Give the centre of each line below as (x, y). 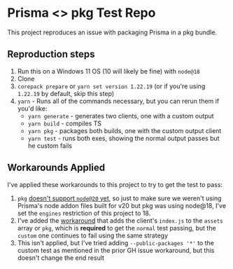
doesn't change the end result (61, 258)
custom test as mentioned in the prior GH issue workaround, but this (116, 250)
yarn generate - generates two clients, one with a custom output (121, 116)
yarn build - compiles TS (65, 123)
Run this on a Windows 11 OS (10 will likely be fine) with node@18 (109, 71)
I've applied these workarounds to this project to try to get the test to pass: (115, 184)
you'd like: (32, 108)
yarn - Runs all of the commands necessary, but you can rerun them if (118, 101)
